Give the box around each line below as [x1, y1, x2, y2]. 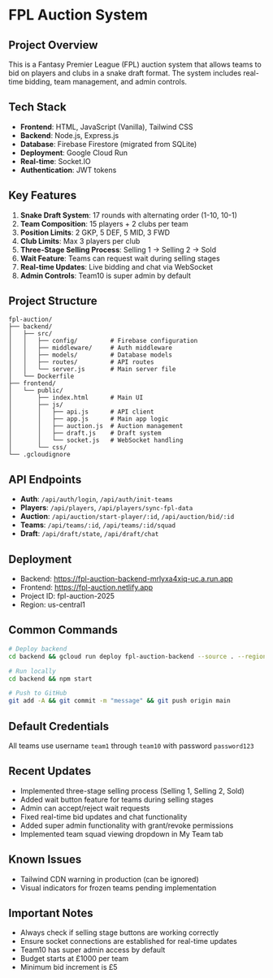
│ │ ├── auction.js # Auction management [8, 422, 184, 431]
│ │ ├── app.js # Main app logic [8, 415, 169, 423]
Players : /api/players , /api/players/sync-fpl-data [19, 503, 193, 513]
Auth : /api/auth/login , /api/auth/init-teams [19, 494, 173, 504]
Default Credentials [8, 719, 110, 733]
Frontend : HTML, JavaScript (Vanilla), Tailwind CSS [19, 122, 193, 132]
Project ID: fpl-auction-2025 [19, 591, 115, 601]
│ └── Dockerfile [8, 372, 75, 381]
